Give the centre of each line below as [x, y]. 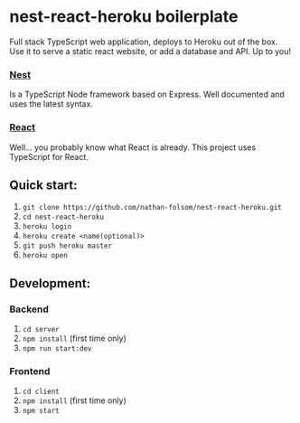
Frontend [30, 371]
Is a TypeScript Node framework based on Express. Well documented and [147, 94]
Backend [29, 309]
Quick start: [44, 185]
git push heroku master [67, 246]
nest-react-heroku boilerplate [124, 17]
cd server [41, 330]
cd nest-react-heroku [63, 217]
